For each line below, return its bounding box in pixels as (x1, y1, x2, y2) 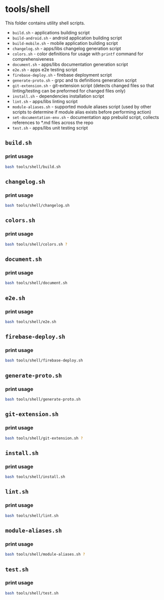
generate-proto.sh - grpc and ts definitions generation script (12, 77, 137, 83)
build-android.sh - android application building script (12, 35, 122, 41)
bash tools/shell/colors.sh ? (5, 241, 68, 247)
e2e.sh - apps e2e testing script (12, 66, 78, 73)
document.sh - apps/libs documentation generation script (12, 61, 128, 67)
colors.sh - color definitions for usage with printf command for (12, 51, 144, 57)
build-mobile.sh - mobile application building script (12, 40, 118, 46)
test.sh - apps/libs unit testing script (12, 124, 88, 130)
